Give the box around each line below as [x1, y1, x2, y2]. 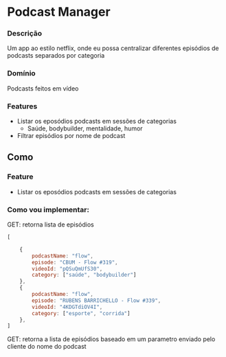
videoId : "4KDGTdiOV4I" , [32, 303, 103, 310]
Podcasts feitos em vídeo [7, 84, 79, 93]
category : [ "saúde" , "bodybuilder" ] [32, 272, 137, 279]
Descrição [7, 29, 43, 38]
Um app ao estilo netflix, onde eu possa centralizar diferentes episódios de [7, 44, 219, 52]
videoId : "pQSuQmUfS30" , [32, 265, 103, 272]
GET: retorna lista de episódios [7, 220, 94, 229]
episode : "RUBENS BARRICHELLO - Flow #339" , [32, 297, 161, 304]
